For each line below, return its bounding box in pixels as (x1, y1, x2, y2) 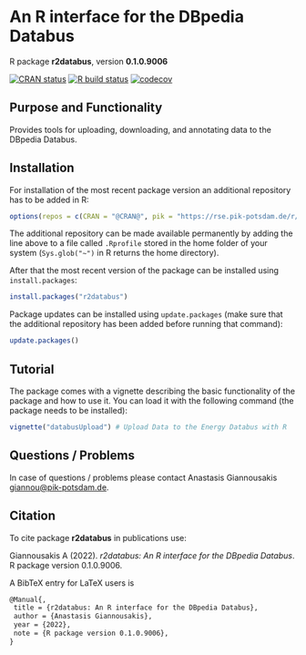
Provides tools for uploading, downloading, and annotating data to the (9, 124, 271, 135)
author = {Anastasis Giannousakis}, (13, 612, 153, 621)
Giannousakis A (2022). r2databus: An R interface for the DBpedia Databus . (9, 549, 295, 561)
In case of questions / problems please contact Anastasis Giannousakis (9, 472, 278, 483)
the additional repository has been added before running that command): (9, 319, 283, 330)
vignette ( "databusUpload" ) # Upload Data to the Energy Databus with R (9, 423, 287, 432)
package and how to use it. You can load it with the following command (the (9, 395, 294, 406)
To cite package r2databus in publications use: (9, 532, 187, 543)
